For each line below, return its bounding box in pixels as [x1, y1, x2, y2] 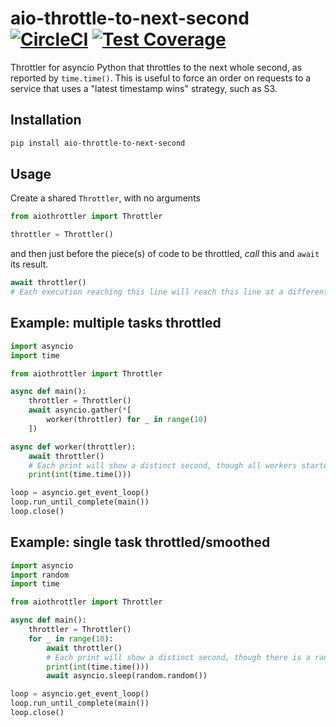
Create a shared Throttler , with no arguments [10, 192, 201, 204]
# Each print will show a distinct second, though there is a [46, 652, 311, 662]
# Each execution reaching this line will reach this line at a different [10, 287, 329, 297]
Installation [10, 112, 82, 129]
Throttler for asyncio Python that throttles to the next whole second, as [10, 61, 303, 73]
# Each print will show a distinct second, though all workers [28, 460, 298, 471]
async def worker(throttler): [10, 442, 137, 452]
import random [10, 570, 70, 580]
